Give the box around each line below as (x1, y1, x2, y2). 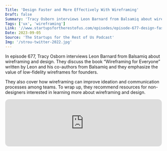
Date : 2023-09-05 (5, 30, 41, 35)
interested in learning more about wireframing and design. (26, 89, 146, 95)
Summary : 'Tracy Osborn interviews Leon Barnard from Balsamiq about (5, 16, 153, 21)
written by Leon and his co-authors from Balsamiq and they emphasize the (5, 64, 158, 70)
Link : (5, 26, 16, 31)
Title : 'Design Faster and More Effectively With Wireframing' (5, 7, 139, 12)
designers (5, 89, 26, 95)
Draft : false (5, 12, 32, 17)
